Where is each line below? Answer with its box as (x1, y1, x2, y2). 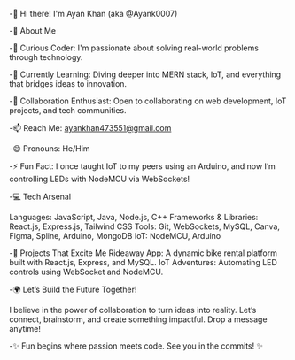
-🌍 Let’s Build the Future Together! (9, 284, 137, 295)
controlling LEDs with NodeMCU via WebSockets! (9, 173, 190, 184)
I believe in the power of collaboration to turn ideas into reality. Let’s (9, 305, 257, 315)
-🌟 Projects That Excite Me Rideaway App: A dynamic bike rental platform (9, 248, 277, 258)
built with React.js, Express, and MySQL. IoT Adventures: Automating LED (9, 257, 277, 267)
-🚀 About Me (9, 26, 56, 35)
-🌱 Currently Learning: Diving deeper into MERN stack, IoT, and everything (9, 69, 282, 80)
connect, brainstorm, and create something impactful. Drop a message (9, 314, 268, 325)
